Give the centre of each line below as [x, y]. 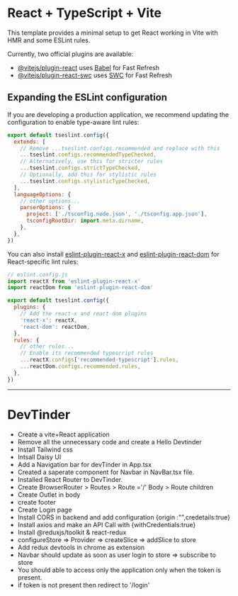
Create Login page [45, 510]
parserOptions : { [46, 208]
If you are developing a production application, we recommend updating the [118, 114]
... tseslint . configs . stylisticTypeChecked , [85, 181]
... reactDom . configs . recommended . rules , [80, 366]
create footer [36, 502]
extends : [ [30, 142]
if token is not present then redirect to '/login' [84, 585]
